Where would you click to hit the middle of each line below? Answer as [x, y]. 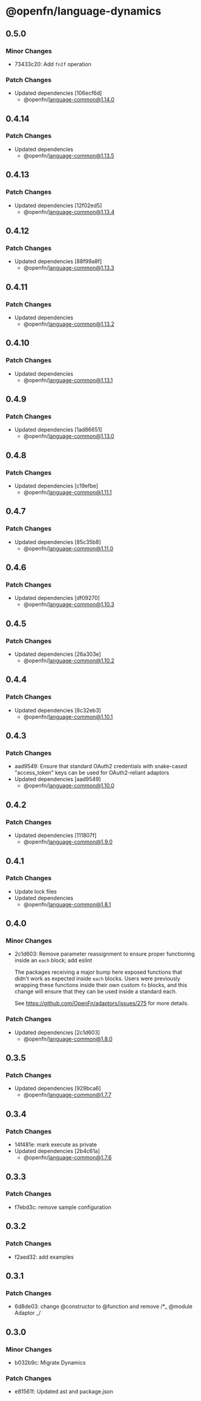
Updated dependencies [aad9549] [58, 779]
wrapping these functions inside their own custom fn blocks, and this [101, 985]
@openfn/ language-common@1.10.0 [69, 786]
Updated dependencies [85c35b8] [58, 542]
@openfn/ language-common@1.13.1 [68, 380]
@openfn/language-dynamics [84, 11]
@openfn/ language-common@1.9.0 [68, 842]
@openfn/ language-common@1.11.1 [68, 492]
